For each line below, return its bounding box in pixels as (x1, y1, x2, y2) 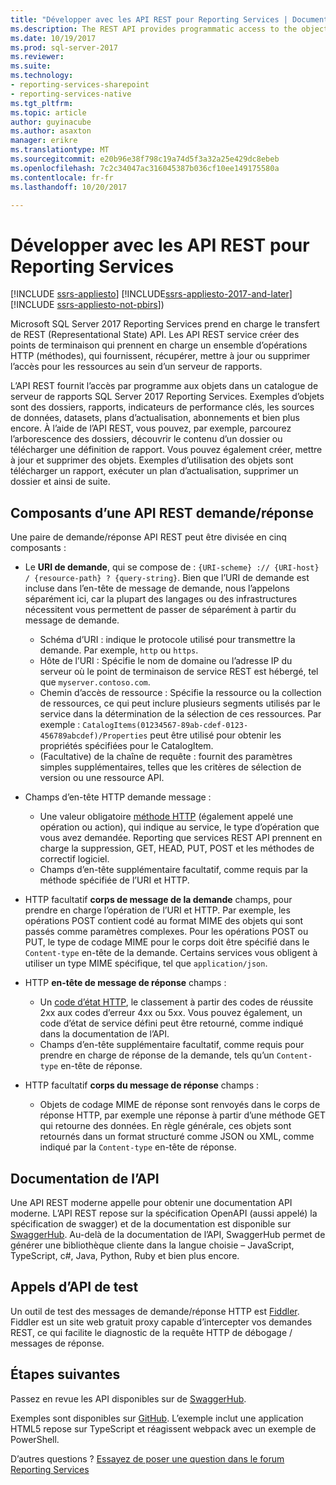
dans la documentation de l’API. (39, 1028, 170, 1040)
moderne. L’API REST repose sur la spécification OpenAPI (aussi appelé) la (10, 1207, 318, 1219)
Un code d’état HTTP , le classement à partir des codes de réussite (39, 996, 314, 1008)
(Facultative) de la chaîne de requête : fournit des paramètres (39, 751, 293, 763)
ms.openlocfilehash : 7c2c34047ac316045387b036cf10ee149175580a (10, 163, 280, 173)
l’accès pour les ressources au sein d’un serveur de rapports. (10, 361, 263, 373)
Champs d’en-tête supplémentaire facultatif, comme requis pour (39, 1039, 305, 1051)
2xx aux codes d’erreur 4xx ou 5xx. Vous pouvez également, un (39, 1007, 303, 1019)
